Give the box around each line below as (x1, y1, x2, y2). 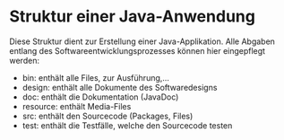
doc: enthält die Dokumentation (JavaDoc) (22, 92, 179, 102)
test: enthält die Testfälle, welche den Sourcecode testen (22, 119, 233, 131)
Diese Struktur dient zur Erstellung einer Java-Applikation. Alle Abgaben (9, 36, 276, 47)
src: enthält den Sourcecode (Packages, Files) (22, 110, 194, 121)
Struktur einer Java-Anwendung (9, 6, 255, 27)
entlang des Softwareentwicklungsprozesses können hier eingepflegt (9, 45, 266, 56)
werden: (9, 55, 40, 66)
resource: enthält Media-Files (22, 101, 132, 111)
